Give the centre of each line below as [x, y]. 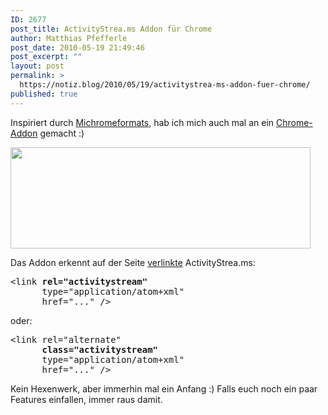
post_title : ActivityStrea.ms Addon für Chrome [111, 29]
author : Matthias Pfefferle [69, 38]
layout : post [37, 66]
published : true [44, 94]
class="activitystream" [100, 349]
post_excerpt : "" [46, 57]
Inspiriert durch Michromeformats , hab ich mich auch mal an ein [142, 122]
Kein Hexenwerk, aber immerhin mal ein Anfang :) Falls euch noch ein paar [164, 388]
